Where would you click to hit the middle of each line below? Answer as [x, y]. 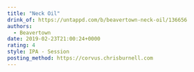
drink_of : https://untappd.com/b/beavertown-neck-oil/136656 [97, 20]
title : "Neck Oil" [34, 13]
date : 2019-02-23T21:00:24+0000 [54, 39]
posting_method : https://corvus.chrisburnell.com [80, 58]
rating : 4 [21, 45]
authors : [20, 26]
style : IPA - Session [38, 52]
